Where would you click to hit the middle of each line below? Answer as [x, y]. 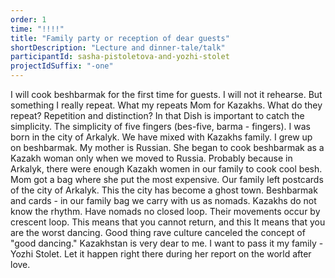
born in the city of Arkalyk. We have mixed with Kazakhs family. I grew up [161, 137]
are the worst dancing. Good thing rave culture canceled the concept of [158, 232]
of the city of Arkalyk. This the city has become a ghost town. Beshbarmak [164, 190]
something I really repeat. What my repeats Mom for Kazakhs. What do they [166, 105]
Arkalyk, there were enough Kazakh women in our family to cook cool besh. [166, 169]
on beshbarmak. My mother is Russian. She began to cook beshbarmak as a [167, 147]
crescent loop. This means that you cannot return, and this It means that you [168, 222]
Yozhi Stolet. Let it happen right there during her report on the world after [161, 254]
